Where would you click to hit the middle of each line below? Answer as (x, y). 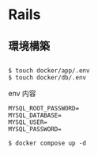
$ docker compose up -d (47, 143)
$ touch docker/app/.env (49, 70)
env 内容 (23, 93)
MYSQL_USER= (28, 122)
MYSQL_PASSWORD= (35, 129)
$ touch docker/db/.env (47, 77)
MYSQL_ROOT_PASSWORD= (44, 108)
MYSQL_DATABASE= (35, 115)
